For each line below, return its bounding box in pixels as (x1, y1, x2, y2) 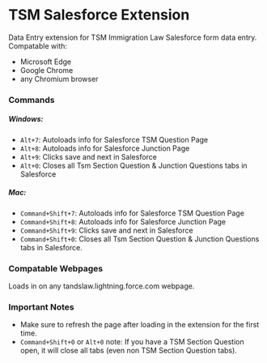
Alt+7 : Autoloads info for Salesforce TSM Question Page (19, 135, 209, 144)
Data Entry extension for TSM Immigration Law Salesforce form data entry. (8, 32, 257, 42)
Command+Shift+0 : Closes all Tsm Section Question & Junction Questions (19, 233, 260, 244)
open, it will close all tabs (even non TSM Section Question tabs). (19, 346, 237, 356)
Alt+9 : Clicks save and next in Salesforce (19, 152, 158, 161)
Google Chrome (19, 65, 74, 75)
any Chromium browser (19, 74, 99, 83)
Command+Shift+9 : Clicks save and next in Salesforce (19, 225, 193, 235)
